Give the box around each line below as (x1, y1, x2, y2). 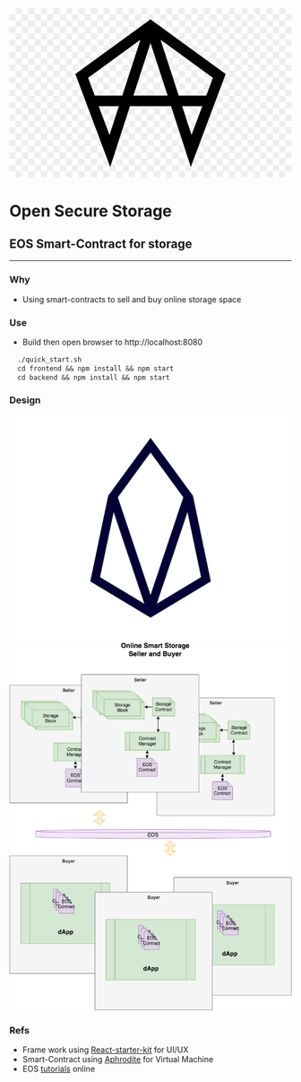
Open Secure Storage (9, 201, 173, 221)
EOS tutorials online (21, 1063, 96, 1075)
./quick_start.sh (17, 354, 82, 364)
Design (9, 394, 41, 406)
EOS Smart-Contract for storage (9, 236, 193, 251)
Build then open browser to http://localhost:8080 (21, 336, 203, 347)
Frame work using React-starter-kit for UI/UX (21, 1044, 189, 1055)
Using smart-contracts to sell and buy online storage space (21, 293, 242, 304)
